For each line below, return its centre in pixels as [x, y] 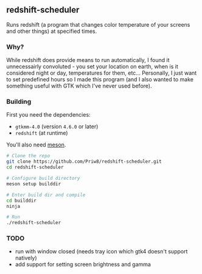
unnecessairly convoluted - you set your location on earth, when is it [92, 67]
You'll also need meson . [36, 145]
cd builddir [21, 200]
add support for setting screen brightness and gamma [83, 264]
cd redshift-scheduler [35, 167]
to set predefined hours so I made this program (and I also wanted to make [100, 80]
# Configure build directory [43, 179]
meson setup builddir [34, 184]
